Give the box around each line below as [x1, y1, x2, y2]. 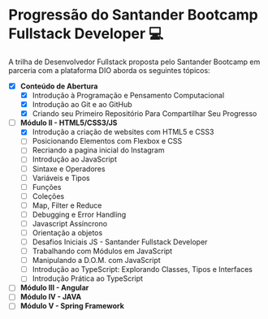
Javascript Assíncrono [32, 218, 108, 228]
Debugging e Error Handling [32, 209, 127, 219]
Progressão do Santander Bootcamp [8, 6, 258, 24]
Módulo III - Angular [19, 282, 89, 293]
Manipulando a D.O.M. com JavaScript [32, 256, 161, 265]
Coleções [32, 191, 65, 200]
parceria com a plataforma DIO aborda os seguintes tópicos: [8, 65, 210, 75]
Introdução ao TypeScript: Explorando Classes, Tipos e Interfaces [32, 265, 253, 274]
